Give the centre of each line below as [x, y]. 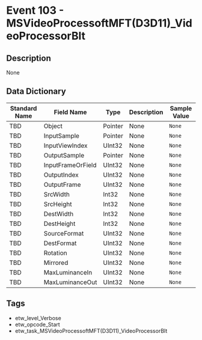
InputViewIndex [66, 145]
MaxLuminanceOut [70, 282]
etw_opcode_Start [37, 324]
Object [53, 126]
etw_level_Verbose [38, 318]
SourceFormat [64, 233]
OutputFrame [62, 184]
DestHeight [60, 223]
